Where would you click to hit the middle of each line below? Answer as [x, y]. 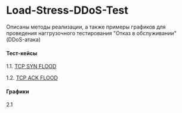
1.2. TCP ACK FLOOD [32, 78]
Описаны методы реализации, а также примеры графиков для [86, 27]
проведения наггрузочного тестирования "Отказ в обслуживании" [92, 33]
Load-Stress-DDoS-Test [67, 10]
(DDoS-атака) [23, 39]
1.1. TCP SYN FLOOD [31, 67]
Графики [18, 91]
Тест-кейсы [22, 53]
